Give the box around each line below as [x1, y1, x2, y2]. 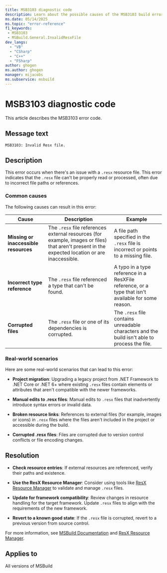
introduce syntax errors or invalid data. [12, 401, 92, 407]
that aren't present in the [48, 243, 106, 250]
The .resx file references [48, 224, 107, 231]
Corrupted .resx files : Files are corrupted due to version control [12, 431, 144, 437]
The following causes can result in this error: [5, 204, 97, 210]
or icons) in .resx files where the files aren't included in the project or [12, 416, 155, 422]
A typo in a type [114, 263, 151, 270]
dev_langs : [5, 40, 28, 45]
